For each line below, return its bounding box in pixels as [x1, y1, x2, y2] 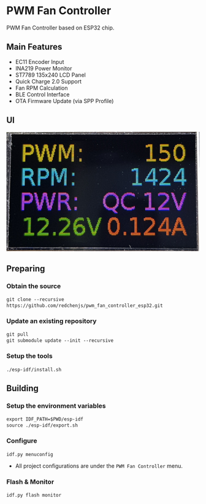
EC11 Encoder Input [15, 58, 64, 65]
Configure [6, 436, 37, 445]
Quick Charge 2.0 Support [15, 77, 82, 85]
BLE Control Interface [15, 90, 70, 98]
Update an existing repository [6, 317, 97, 325]
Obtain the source [6, 282, 61, 290]
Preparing [6, 263, 45, 274]
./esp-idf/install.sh [6, 366, 62, 373]
